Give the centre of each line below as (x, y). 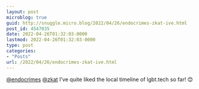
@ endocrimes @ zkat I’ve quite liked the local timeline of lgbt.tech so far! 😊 (100, 79)
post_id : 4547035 (28, 29)
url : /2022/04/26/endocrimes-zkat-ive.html (62, 62)
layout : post (23, 12)
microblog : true (27, 17)
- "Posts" (19, 57)
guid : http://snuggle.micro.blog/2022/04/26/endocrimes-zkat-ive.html (97, 23)
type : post (20, 46)
